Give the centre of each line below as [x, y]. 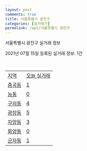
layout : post [19, 10]
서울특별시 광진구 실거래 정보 [33, 43]
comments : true [21, 14]
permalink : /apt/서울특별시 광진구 [38, 28]
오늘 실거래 [39, 76]
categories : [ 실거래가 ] [28, 24]
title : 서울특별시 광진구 [28, 19]
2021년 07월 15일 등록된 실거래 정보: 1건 [44, 53]
